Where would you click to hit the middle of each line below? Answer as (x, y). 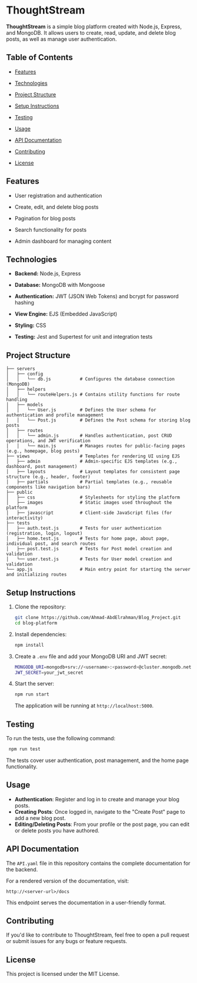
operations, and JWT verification (49, 441)
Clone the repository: (40, 607)
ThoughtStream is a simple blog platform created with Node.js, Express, (94, 26)
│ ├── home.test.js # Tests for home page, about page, (88, 539)
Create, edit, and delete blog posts (56, 207)
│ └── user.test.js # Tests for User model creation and (89, 559)
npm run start (32, 694)
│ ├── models (25, 405)
